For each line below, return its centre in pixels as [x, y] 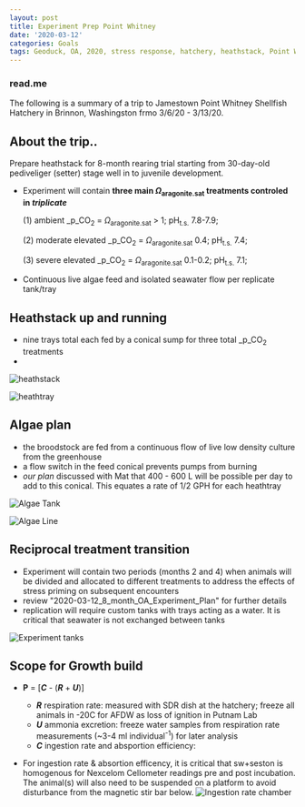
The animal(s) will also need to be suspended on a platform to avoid [149, 782]
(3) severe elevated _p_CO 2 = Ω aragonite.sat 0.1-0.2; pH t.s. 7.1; [135, 261]
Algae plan [40, 425]
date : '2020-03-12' [46, 35]
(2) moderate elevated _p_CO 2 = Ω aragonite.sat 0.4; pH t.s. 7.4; [135, 241]
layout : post [34, 18]
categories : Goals [44, 43]
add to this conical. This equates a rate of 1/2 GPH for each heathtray [152, 485]
